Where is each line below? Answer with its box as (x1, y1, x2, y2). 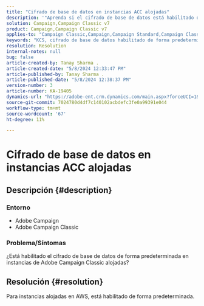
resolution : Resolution (6, 43, 67, 49)
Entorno (6, 203, 30, 212)
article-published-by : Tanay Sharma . (6, 71, 104, 77)
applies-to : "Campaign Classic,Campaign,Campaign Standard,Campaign (6, 32, 183, 38)
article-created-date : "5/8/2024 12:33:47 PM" (6, 65, 126, 72)
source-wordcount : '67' (6, 111, 67, 117)
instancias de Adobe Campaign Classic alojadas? (6, 259, 129, 266)
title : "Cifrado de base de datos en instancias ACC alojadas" (6, 9, 170, 15)
